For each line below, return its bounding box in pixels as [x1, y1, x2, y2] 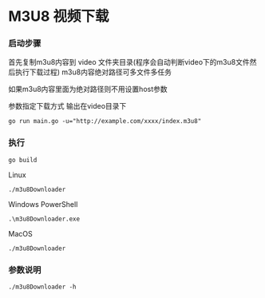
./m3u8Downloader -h [8, 283, 77, 292]
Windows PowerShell [8, 199, 78, 209]
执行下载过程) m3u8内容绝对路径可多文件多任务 [14, 67, 172, 77]
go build [8, 156, 38, 164]
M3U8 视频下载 [8, 7, 109, 26]
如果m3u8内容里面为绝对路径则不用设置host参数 [8, 85, 168, 94]
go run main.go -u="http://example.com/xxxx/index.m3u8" [8, 117, 202, 125]
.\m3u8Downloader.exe [8, 215, 81, 223]
